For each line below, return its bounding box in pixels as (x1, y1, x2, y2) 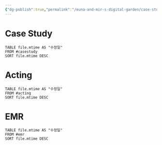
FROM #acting (5, 91, 31, 96)
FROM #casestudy (5, 49, 38, 54)
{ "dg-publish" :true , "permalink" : (5, 7, 72, 12)
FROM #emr (5, 132, 25, 137)
